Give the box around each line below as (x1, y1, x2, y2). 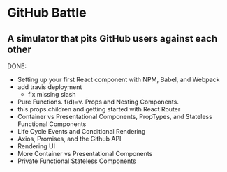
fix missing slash (27, 91, 76, 98)
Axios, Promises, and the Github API (17, 134, 122, 143)
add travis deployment (17, 83, 82, 91)
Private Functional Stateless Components (17, 157, 136, 165)
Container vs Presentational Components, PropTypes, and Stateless (17, 113, 213, 120)
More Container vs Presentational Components (17, 150, 153, 157)
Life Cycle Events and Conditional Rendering (17, 127, 146, 135)
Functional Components (17, 120, 87, 128)
